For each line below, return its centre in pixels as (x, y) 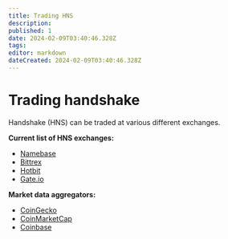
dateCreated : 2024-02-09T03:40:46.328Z (75, 61)
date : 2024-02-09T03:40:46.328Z (62, 38)
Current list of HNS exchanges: (61, 138)
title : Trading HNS (41, 16)
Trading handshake (74, 100)
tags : (17, 46)
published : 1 (30, 30)
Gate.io (32, 179)
